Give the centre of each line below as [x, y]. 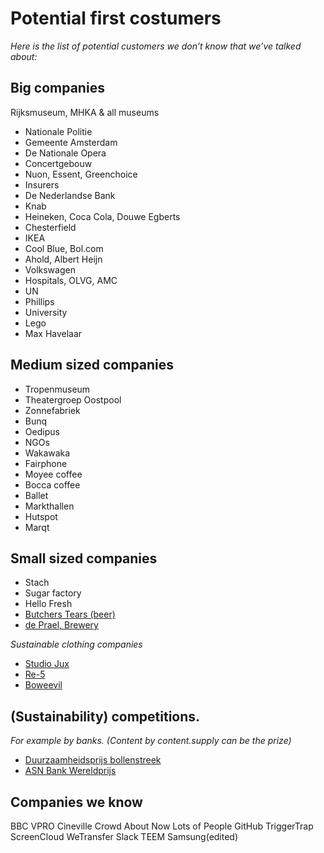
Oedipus [42, 431]
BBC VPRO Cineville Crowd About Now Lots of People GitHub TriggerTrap [162, 826]
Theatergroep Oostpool [73, 399]
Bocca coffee [52, 484]
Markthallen [49, 506]
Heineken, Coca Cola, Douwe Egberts [102, 216]
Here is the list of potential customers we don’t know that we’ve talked [156, 46]
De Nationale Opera [65, 153]
